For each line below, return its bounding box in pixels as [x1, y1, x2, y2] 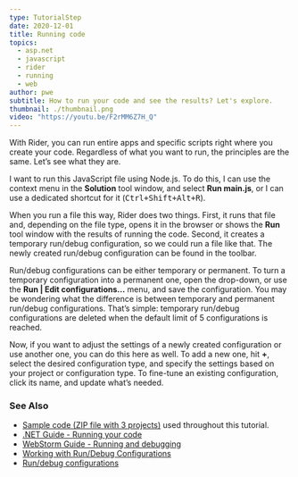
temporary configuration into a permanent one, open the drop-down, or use [9, 274, 287, 286]
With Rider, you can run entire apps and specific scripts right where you [9, 138, 274, 148]
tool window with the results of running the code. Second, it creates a [9, 229, 265, 239]
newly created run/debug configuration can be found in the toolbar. [9, 247, 257, 259]
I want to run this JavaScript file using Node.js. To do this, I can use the [9, 173, 270, 184]
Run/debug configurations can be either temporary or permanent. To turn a [9, 265, 286, 276]
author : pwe [9, 88, 54, 96]
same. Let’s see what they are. [9, 156, 121, 167]
